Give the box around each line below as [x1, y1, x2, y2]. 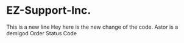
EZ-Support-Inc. [6, 4, 91, 17]
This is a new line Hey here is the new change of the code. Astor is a [6, 23, 179, 30]
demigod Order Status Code [6, 29, 77, 36]
